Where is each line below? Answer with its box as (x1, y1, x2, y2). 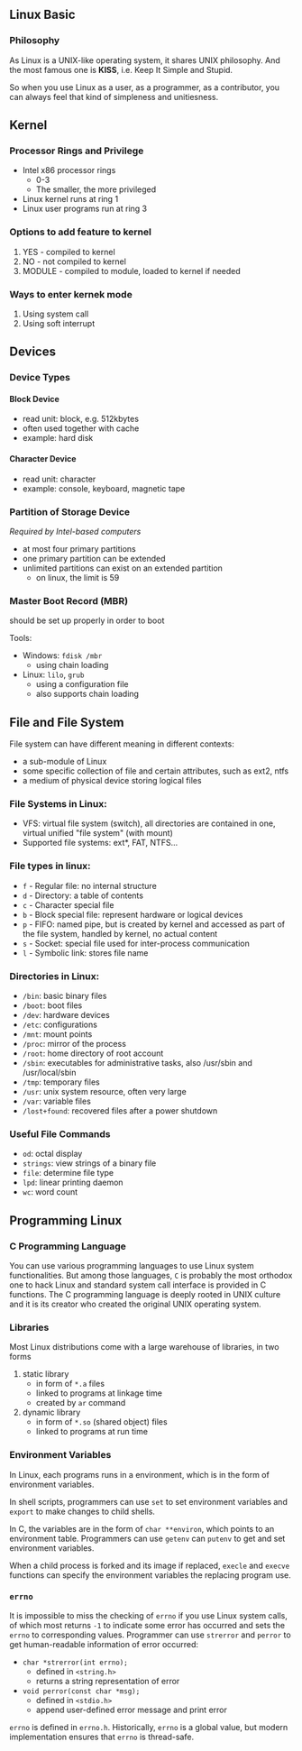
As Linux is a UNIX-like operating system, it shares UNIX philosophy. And (9, 54, 281, 66)
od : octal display (22, 1149, 83, 1160)
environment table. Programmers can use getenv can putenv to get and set (9, 1533, 286, 1544)
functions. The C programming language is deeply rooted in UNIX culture (9, 1288, 281, 1299)
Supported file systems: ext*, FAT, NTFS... (22, 838, 178, 848)
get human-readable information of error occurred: (9, 1638, 199, 1649)
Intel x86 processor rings (22, 165, 116, 176)
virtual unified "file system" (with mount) (22, 828, 173, 839)
